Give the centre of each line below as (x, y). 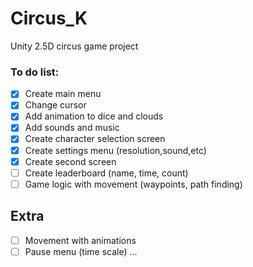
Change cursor (55, 105)
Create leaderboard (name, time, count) (106, 173)
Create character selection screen (95, 139)
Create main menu (63, 94)
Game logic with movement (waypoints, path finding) (133, 184)
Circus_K (49, 18)
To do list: (35, 72)
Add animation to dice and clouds (94, 116)
